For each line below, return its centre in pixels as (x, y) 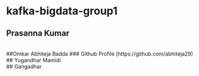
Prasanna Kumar (38, 33)
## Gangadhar (24, 66)
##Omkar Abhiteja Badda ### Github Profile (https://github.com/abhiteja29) (99, 54)
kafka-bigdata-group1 (62, 11)
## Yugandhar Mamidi (33, 60)
